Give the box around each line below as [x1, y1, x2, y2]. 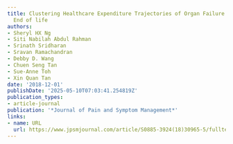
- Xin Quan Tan [7, 74, 51, 82]
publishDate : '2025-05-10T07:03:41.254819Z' [7, 87, 138, 94]
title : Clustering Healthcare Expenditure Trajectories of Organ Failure [7, 10, 225, 17]
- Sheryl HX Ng [7, 29, 51, 37]
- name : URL [7, 119, 42, 127]
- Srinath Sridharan [7, 42, 67, 49]
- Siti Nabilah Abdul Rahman [7, 36, 92, 43]
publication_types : [7, 94, 64, 101]
